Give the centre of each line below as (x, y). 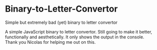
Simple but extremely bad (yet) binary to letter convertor (61, 22)
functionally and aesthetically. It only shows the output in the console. (75, 37)
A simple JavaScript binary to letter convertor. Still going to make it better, (79, 32)
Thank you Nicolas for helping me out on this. (50, 42)
